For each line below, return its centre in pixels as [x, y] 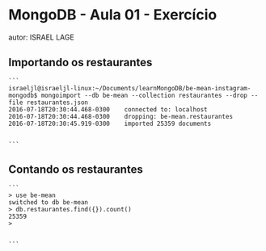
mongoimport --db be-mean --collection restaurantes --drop [144, 95]
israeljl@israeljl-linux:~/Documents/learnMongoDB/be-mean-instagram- [130, 88]
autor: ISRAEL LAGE [41, 37]
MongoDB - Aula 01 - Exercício [113, 15]
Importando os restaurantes [80, 63]
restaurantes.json [57, 102]
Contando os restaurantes [76, 170]
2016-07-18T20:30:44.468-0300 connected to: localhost [108, 109]
